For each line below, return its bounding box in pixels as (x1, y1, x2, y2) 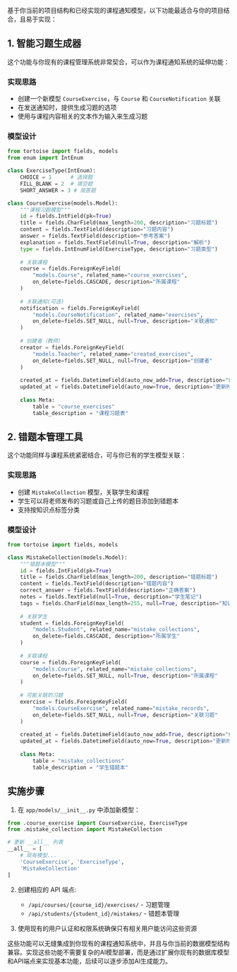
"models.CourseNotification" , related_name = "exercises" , (32, 311, 203, 318)
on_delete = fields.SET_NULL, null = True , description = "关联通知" (32, 318, 219, 325)
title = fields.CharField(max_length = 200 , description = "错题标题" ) (20, 574, 219, 581)
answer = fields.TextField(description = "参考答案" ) (20, 232, 171, 240)
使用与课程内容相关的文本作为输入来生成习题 (17, 112, 148, 121)
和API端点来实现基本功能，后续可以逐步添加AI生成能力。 (7, 956, 171, 965)
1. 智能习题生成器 (7, 37, 82, 49)
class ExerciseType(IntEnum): (7, 167, 97, 174)
